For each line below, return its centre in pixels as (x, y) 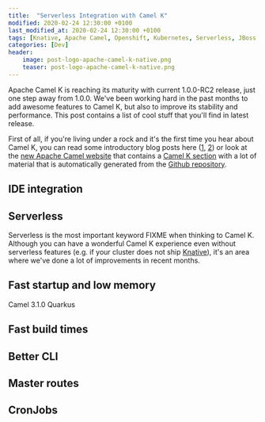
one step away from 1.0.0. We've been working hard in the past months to (128, 98)
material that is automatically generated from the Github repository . (117, 164)
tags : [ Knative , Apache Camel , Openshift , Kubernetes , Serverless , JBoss (132, 38)
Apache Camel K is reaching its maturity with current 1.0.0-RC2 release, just (132, 90)
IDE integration (45, 189)
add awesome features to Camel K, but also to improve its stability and (123, 106)
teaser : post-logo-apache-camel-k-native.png (99, 67)
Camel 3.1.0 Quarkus (42, 304)
